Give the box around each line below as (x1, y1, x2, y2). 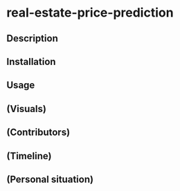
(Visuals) (6, 102, 46, 115)
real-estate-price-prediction (6, 5, 174, 21)
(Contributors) (6, 127, 71, 138)
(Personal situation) (6, 173, 94, 185)
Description (6, 33, 58, 44)
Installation (6, 55, 56, 67)
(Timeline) (6, 150, 52, 162)
